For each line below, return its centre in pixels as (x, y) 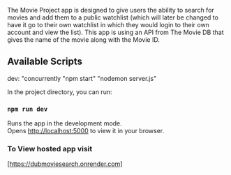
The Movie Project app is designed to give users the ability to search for (111, 10)
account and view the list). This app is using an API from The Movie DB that (116, 32)
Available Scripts (45, 62)
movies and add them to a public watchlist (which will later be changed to (113, 17)
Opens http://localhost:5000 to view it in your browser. (86, 131)
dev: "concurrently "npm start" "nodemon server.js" (82, 78)
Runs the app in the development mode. (65, 123)
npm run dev (28, 109)
